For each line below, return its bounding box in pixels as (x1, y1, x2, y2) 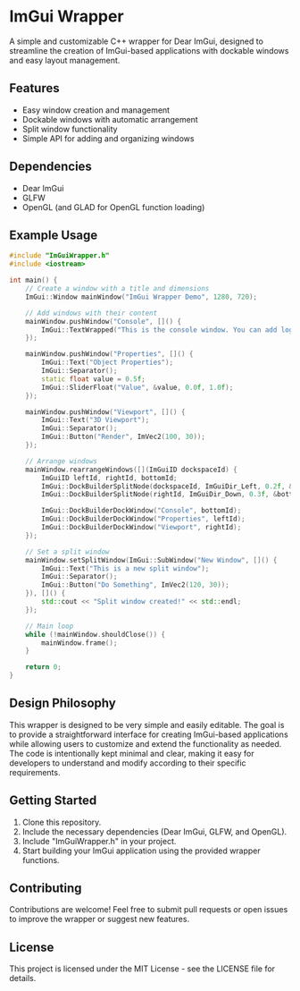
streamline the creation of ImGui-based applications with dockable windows (9, 45, 289, 55)
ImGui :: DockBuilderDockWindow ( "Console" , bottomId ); (41, 506, 242, 515)
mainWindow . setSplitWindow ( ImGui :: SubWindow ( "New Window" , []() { (25, 555, 278, 564)
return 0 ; (25, 663, 62, 672)
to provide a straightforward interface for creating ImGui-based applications (9, 729, 288, 740)
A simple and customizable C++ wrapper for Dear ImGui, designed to (9, 36, 263, 47)
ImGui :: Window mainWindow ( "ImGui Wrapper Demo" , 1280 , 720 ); (25, 292, 257, 301)
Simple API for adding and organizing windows (21, 132, 195, 144)
